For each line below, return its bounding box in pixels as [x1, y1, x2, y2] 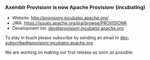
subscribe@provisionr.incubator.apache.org [5, 40, 94, 46]
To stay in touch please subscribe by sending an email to [5, 35, 119, 40]
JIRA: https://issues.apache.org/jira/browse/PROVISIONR [12, 20, 127, 26]
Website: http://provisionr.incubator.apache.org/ [12, 15, 109, 21]
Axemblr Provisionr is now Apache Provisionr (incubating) [5, 4, 146, 11]
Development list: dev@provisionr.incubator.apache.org [12, 25, 124, 31]
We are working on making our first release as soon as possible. [5, 49, 134, 55]
